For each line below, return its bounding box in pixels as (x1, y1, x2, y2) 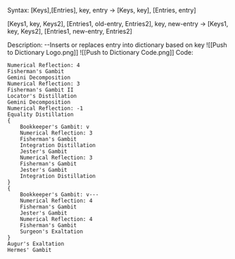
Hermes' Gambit (7, 246, 52, 253)
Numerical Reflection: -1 (7, 105, 83, 112)
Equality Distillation (7, 111, 74, 118)
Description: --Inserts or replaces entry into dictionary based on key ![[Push (7, 41, 227, 49)
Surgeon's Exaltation (20, 228, 83, 235)
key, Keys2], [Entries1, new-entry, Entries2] (7, 27, 132, 35)
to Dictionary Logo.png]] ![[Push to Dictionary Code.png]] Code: (7, 49, 193, 56)
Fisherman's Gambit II (7, 87, 74, 94)
